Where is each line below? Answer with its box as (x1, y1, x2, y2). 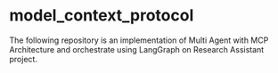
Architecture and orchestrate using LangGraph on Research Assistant (9, 44, 265, 54)
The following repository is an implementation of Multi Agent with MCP (9, 35, 269, 45)
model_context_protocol (9, 5, 194, 26)
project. (9, 53, 38, 64)
